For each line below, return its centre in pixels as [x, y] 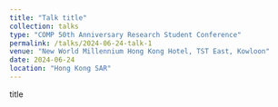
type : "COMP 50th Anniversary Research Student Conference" [126, 34]
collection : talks [44, 26]
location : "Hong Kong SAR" [60, 69]
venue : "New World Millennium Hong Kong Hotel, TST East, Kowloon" [140, 52]
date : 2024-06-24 [42, 60]
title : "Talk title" [49, 18]
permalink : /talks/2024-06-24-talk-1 [81, 43]
